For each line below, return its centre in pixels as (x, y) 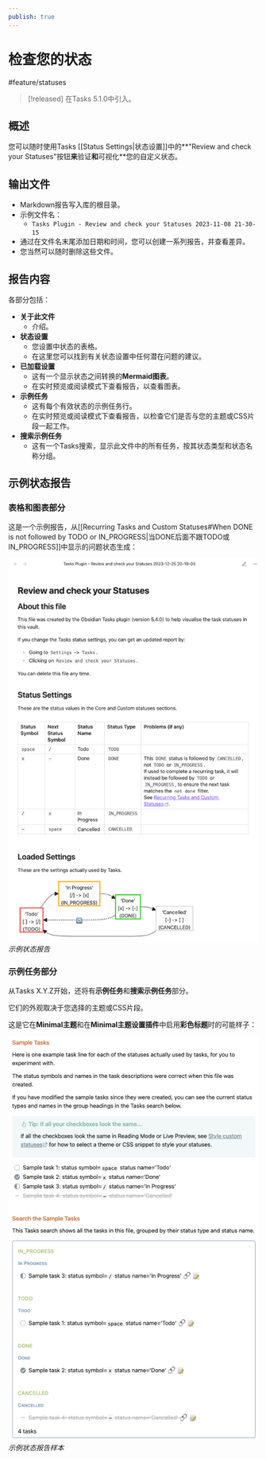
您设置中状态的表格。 (66, 346)
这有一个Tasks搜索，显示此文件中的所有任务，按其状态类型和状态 (139, 446)
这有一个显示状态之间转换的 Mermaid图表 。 (102, 376)
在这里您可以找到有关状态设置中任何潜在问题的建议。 (119, 356)
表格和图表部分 (37, 508)
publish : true (32, 17)
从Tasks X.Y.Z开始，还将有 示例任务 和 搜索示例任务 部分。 (100, 990)
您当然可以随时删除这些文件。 (68, 251)
